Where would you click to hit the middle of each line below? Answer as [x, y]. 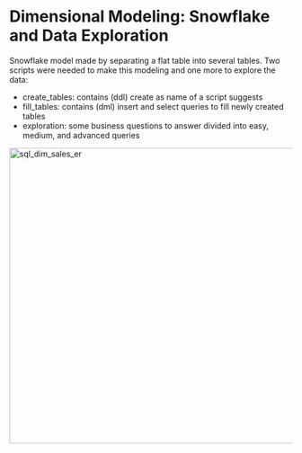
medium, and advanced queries [81, 135]
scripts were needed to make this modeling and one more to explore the [142, 70]
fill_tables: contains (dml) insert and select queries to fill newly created [153, 106]
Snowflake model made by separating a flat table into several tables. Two [145, 60]
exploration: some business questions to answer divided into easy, [146, 125]
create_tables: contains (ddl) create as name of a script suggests [142, 97]
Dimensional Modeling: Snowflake [140, 17]
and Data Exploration [89, 36]
